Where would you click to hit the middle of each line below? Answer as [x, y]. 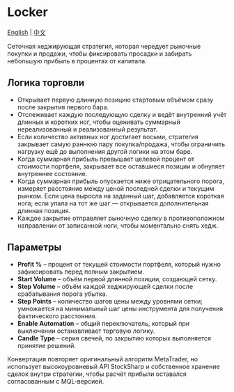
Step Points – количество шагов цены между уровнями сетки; [110, 301]
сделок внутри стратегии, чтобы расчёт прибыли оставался [97, 374]
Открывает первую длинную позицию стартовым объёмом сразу [115, 100]
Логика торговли [46, 83]
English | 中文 [27, 32]
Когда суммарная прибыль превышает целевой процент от [106, 159]
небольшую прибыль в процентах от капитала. [77, 61]
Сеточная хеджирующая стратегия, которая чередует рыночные [104, 46]
